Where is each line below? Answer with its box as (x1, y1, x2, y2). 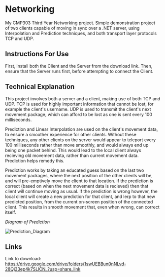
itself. (5, 209, 16, 215)
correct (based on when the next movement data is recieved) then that (5, 183, 149, 189)
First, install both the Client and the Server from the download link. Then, (5, 63, 153, 69)
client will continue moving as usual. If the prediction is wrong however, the (5, 188, 158, 194)
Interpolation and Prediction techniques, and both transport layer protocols (5, 30, 157, 36)
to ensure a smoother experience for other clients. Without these (5, 131, 136, 137)
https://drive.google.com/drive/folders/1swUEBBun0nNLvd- (5, 261, 127, 267)
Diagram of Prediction (5, 219, 50, 225)
